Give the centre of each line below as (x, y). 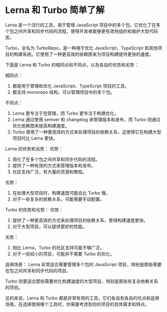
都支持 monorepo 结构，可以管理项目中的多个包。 (64, 92)
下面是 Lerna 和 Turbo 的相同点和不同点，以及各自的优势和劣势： (72, 65)
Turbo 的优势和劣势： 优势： (34, 209)
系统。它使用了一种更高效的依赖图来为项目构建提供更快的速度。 (88, 54)
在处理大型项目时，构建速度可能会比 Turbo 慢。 (61, 193)
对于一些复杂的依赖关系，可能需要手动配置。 (58, 199)
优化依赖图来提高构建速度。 (41, 125)
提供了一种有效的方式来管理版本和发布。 (54, 165)
